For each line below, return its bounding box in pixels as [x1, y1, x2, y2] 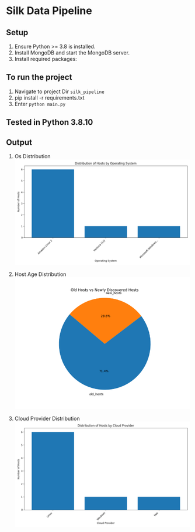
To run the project [6, 72, 72, 83]
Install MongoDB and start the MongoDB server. [14, 49, 130, 56]
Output [6, 137, 32, 147]
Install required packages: [14, 56, 77, 62]
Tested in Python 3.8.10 [6, 117, 93, 127]
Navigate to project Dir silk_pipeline [14, 88, 105, 95]
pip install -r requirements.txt [14, 94, 85, 101]
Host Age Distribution [14, 271, 67, 278]
